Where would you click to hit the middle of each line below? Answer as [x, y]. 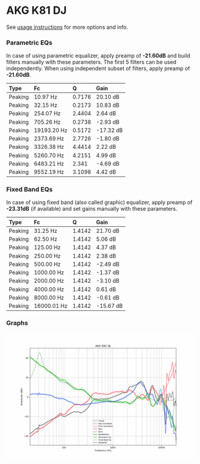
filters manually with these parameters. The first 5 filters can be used [91, 62]
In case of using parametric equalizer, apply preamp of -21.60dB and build [98, 56]
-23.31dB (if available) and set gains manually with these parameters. [92, 209]
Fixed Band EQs [29, 189]
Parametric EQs [29, 43]
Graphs [17, 323]
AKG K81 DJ [37, 11]
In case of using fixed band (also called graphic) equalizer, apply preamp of [99, 202]
